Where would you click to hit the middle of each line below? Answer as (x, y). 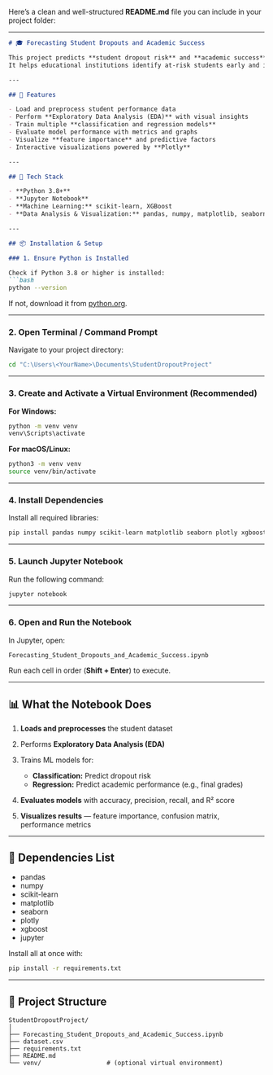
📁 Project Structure (58, 1001)
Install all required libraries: (54, 518)
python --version (38, 288)
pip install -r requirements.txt (65, 968)
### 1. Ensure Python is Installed (69, 258)
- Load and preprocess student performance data (92, 109)
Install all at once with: (46, 954)
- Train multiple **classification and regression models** (113, 125)
